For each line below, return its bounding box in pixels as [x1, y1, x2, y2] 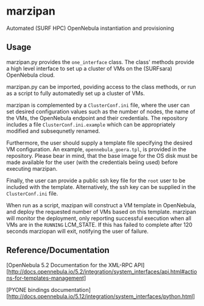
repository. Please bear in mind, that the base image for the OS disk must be [6, 152, 198, 159]
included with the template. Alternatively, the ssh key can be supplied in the [6, 183, 196, 190]
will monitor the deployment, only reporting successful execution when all [6, 215, 192, 222]
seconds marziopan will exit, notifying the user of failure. [6, 227, 149, 235]
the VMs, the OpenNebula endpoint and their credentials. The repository [6, 114, 188, 121]
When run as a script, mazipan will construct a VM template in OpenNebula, [6, 201, 197, 208]
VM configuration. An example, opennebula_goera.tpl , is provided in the [6, 145, 187, 153]
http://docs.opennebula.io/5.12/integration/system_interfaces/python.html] [8, 293, 195, 300]
